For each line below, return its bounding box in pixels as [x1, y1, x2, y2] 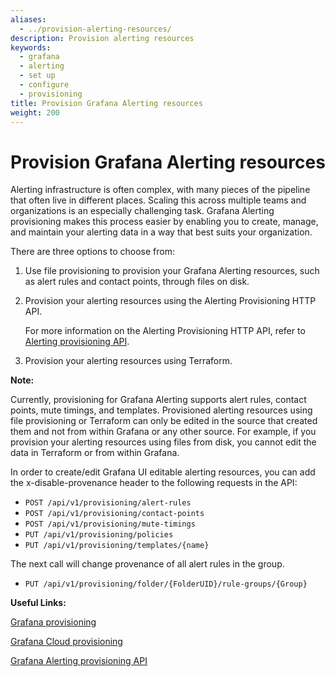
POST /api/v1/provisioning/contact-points [24, 509, 205, 519]
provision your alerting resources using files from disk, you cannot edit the [10, 436, 317, 448]
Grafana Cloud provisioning [10, 636, 123, 648]
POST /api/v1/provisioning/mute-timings [24, 519, 196, 530]
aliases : [10, 14, 47, 25]
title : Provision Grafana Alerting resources [10, 98, 203, 108]
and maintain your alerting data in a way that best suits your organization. [10, 226, 313, 238]
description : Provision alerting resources [10, 33, 195, 43]
